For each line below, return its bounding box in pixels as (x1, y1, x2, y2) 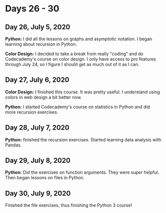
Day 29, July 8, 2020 (5, 156, 71, 165)
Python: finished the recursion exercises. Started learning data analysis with (5, 137, 162, 142)
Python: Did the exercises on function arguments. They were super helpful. (5, 169, 160, 175)
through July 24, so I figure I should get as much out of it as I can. (5, 62, 140, 67)
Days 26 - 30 (5, 3, 59, 14)
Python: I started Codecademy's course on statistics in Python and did (5, 104, 150, 110)
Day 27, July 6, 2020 (5, 75, 69, 84)
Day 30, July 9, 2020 (5, 189, 71, 198)
